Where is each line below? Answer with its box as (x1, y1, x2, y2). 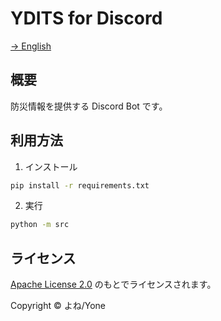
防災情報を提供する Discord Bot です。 (10, 100, 168, 112)
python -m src (10, 220, 70, 230)
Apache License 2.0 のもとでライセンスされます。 (10, 278, 217, 291)
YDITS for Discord (10, 7, 163, 30)
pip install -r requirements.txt (10, 180, 150, 191)
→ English (10, 40, 52, 52)
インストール (24, 160, 78, 172)
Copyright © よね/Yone (10, 300, 107, 312)
